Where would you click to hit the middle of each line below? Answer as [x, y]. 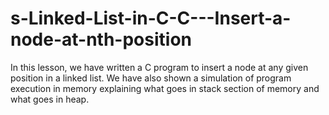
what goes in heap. [50, 99]
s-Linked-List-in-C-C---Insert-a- [151, 18]
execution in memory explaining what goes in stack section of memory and [165, 88]
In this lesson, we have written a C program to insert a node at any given [159, 67]
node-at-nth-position [101, 39]
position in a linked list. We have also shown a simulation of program [151, 78]
